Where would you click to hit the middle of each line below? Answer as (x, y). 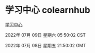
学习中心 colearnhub (48, 10)
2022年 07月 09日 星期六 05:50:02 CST (46, 35)
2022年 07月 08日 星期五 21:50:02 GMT (46, 45)
